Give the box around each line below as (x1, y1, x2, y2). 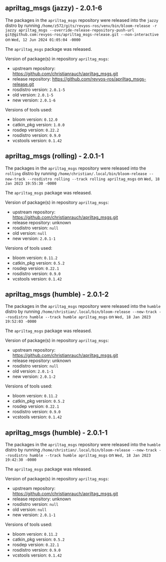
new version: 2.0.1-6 (12, 97, 56, 103)
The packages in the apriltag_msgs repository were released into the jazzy (5, 17, 159, 23)
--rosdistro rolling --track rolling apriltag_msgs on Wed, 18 (27, 176, 160, 182)
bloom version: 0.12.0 (12, 116, 58, 122)
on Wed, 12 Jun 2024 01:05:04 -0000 (5, 36, 81, 42)
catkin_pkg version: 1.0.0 (12, 121, 65, 127)
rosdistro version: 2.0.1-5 (12, 87, 66, 93)
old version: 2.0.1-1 (12, 368, 54, 375)
